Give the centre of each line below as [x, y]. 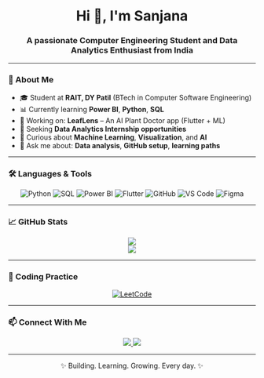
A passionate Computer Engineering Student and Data [132, 41]
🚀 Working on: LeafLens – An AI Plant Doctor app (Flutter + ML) [123, 120]
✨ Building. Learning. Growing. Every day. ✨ [132, 365]
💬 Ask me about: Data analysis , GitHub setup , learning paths [120, 145]
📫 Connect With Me [48, 322]
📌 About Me [31, 80]
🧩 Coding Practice [43, 277]
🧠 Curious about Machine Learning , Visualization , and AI [113, 137]
